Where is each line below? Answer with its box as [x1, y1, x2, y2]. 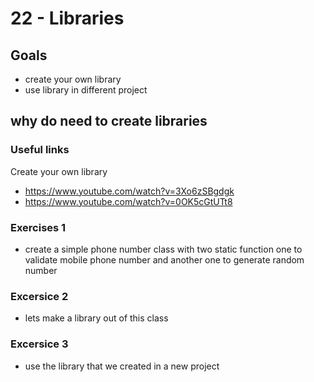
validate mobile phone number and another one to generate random [24, 253, 305, 266]
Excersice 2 [10, 289, 69, 303]
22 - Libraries [10, 7, 125, 30]
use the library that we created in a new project [24, 360, 220, 372]
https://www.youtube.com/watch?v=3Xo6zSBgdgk [24, 185, 235, 197]
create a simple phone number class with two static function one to [24, 243, 303, 255]
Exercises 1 [10, 220, 67, 234]
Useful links [10, 143, 70, 157]
